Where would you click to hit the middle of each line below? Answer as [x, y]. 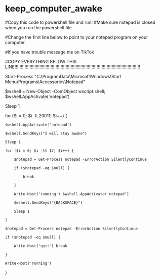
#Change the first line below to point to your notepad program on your [77, 37]
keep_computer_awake [54, 9]
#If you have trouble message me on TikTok [50, 52]
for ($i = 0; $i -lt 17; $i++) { [40, 151]
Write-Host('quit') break [41, 246]
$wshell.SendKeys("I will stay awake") [46, 133]
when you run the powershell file [39, 27]
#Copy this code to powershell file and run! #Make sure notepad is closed [80, 22]
